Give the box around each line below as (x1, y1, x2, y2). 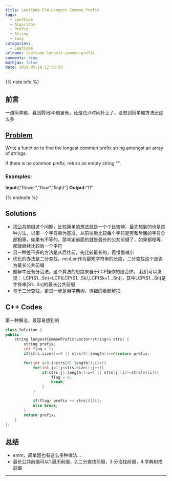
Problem (5, 131, 33, 140)
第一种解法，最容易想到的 (5, 317, 59, 323)
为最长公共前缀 (12, 262, 45, 268)
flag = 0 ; (51, 375, 72, 380)
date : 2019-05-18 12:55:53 (5, 65, 63, 70)
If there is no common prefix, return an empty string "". (5, 160, 121, 166)
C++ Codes (5, 303, 42, 312)
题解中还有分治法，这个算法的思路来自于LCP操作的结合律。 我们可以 (12, 268, 158, 274)
